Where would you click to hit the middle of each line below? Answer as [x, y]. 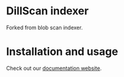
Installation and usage [62, 52]
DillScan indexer [47, 11]
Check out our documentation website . [54, 68]
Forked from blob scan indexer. [44, 27]
